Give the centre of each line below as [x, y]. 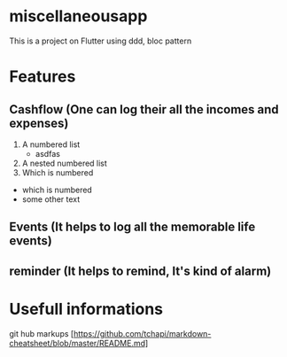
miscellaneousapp [78, 16]
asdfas [47, 153]
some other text [51, 199]
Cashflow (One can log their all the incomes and [144, 109]
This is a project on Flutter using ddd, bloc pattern [101, 41]
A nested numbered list [65, 163]
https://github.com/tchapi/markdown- [143, 333]
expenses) [39, 123]
